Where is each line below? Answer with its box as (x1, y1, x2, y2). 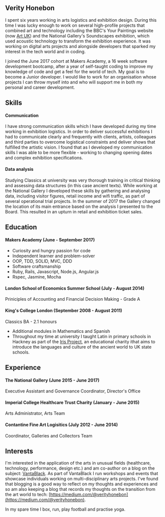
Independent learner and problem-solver (12, 253, 95, 259)
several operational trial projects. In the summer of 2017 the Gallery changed (5, 198, 161, 204)
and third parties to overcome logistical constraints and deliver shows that (5, 139, 156, 145)
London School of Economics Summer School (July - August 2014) (5, 285, 145, 291)
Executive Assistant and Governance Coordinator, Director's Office (5, 388, 141, 394)
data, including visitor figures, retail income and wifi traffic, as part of (5, 193, 145, 199)
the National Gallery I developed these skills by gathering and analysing (5, 188, 150, 194)
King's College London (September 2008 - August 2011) (5, 308, 122, 313)
